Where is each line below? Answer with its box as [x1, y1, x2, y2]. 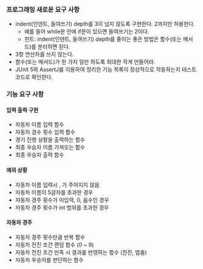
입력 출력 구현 [6, 106, 38, 114]
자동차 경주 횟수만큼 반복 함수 [15, 233, 85, 240]
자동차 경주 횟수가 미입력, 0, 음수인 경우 [15, 196, 109, 203]
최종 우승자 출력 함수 [15, 151, 64, 158]
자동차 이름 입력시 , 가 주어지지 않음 [15, 181, 100, 188]
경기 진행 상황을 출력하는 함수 [15, 136, 85, 143]
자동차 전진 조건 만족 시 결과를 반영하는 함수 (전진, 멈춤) [15, 248, 147, 256]
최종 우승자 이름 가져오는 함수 [15, 144, 85, 151]
